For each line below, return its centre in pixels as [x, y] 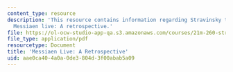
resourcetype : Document [42, 45]
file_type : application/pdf [48, 39]
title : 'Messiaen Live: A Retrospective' [68, 52]
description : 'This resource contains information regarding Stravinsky [114, 20]
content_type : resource [42, 13]
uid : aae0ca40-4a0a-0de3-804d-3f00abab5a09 [71, 58]
